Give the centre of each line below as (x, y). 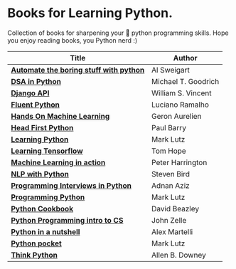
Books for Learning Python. (90, 13)
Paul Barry (169, 127)
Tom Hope (169, 151)
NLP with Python (40, 174)
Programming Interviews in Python (71, 185)
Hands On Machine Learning (60, 116)
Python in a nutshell (45, 231)
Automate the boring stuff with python (78, 70)
